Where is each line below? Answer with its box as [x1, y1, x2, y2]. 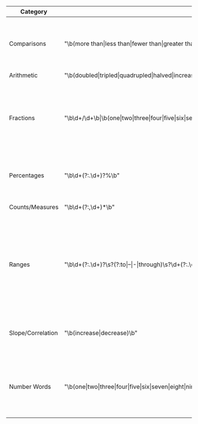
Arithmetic [9, 71, 38, 79]
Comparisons [9, 39, 47, 48]
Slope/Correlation [9, 329, 58, 337]
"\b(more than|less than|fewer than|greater [64, 39, 184, 48]
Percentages [9, 171, 45, 179]
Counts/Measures [9, 203, 59, 211]
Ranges [9, 260, 31, 269]
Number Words [9, 383, 51, 390]
